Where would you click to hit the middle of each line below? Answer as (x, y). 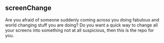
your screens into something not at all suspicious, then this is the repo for (80, 30)
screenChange (28, 8)
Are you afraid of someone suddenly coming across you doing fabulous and (82, 20)
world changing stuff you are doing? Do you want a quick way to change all (82, 25)
